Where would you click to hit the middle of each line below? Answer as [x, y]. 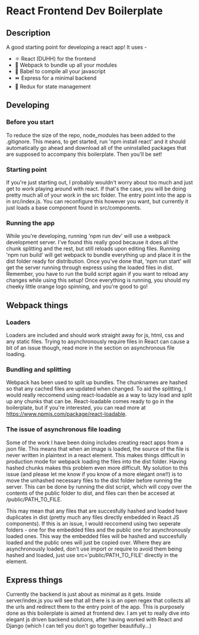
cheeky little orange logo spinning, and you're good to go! [77, 287]
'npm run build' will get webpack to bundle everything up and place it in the [99, 255]
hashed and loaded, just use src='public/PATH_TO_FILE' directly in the [92, 555]
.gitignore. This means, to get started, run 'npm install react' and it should [96, 142]
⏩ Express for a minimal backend [56, 78]
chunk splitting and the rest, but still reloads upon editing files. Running [93, 249]
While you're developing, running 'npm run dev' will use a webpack [89, 236]
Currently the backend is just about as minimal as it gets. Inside [84, 594]
